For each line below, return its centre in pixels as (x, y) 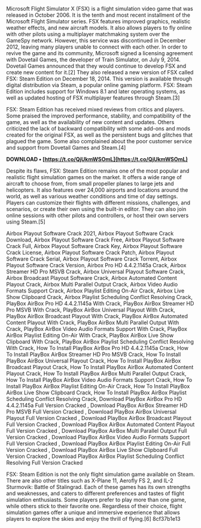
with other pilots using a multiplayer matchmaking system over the (88, 34)
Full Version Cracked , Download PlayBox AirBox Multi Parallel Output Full (97, 431)
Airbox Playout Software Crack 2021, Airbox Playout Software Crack (90, 233)
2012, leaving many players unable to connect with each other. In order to (97, 47)
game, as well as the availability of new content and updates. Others (90, 122)
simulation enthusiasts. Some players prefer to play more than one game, (96, 500)
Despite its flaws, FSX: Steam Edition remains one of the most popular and (98, 171)
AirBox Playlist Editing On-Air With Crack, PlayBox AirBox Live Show (90, 335)
